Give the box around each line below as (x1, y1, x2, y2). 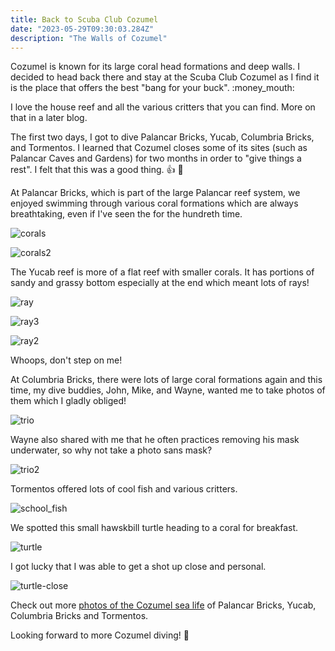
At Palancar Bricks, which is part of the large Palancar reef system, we (10, 187, 301, 199)
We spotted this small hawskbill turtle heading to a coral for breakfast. (10, 522, 299, 534)
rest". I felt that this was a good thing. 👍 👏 (10, 164, 184, 176)
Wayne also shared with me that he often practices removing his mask (10, 434, 300, 446)
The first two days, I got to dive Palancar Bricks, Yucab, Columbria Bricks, (10, 131, 315, 143)
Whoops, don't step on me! (10, 354, 123, 366)
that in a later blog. (10, 112, 88, 124)
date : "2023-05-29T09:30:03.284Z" (10, 24, 155, 34)
